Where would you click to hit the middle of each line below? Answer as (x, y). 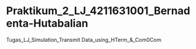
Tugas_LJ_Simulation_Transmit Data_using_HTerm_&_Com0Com (84, 40)
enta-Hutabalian (47, 23)
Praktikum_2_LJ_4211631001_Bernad (98, 11)
